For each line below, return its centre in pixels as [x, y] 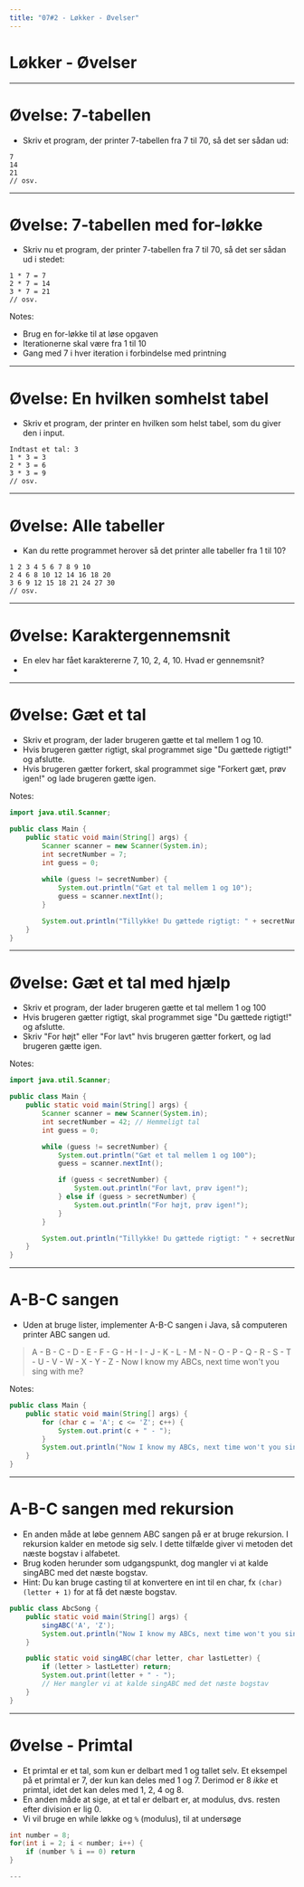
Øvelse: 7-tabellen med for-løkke [136, 225]
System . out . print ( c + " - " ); [114, 1431]
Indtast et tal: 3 [44, 450]
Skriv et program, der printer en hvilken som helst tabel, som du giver [152, 424]
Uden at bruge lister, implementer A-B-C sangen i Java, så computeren [155, 1325]
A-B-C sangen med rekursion [122, 1509]
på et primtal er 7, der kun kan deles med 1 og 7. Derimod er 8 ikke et [150, 1780]
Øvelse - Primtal [71, 1745]
